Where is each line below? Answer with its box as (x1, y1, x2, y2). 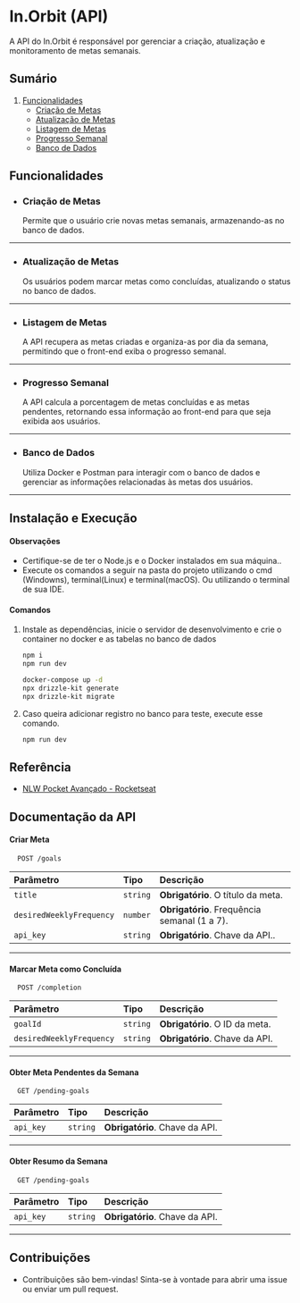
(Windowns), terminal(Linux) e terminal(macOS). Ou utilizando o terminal (21, 575, 290, 585)
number (123, 910, 152, 921)
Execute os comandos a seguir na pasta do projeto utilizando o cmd (21, 565, 272, 576)
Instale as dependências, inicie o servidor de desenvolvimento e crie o (21, 624, 282, 635)
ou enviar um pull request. (21, 1283, 119, 1294)
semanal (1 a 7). (159, 914, 229, 927)
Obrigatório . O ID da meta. (159, 1018, 271, 1030)
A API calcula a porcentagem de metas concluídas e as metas (21, 397, 250, 408)
